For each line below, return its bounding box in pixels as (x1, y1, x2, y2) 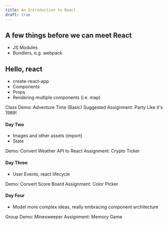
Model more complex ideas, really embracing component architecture (12, 204, 159, 210)
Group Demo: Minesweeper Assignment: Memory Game (5, 213, 123, 219)
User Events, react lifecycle (12, 171, 70, 177)
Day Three (5, 159, 28, 165)
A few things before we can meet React (5, 31, 132, 40)
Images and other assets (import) (12, 133, 83, 139)
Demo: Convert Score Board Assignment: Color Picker (5, 181, 118, 187)
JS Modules (12, 44, 38, 51)
